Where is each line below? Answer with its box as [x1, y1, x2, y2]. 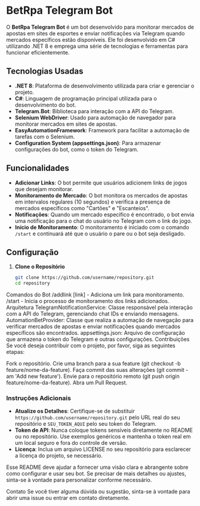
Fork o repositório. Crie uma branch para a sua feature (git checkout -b [6, 360, 181, 367]
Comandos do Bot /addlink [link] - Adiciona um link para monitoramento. [6, 291, 184, 298]
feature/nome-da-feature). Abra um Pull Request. [6, 379, 128, 386]
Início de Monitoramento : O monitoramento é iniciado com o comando [14, 223, 189, 231]
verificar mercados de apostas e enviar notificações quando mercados [6, 323, 181, 330]
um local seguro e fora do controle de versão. [14, 440, 127, 447]
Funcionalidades [6, 163, 70, 174]
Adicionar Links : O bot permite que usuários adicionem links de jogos [14, 179, 187, 186]
